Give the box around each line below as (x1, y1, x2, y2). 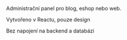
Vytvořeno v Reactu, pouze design (6, 16, 90, 23)
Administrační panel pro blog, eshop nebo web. (6, 5, 122, 12)
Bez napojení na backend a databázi (6, 27, 95, 34)
